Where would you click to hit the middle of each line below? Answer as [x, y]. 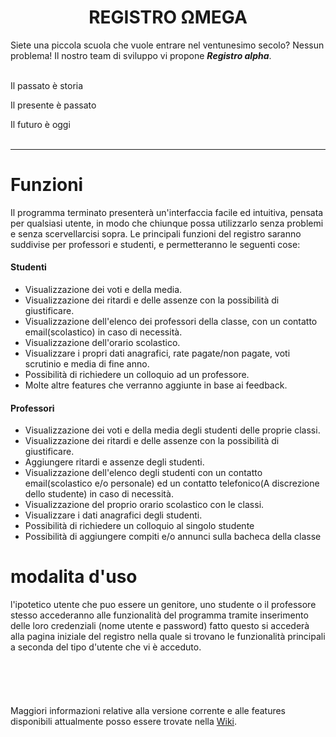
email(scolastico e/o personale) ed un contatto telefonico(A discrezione [172, 483]
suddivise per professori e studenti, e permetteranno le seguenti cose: [155, 244]
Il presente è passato [53, 105]
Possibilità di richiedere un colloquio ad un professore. [137, 375]
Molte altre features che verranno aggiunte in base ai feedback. [156, 385]
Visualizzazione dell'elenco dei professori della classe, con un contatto [171, 322]
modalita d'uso [74, 577]
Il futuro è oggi [40, 124]
